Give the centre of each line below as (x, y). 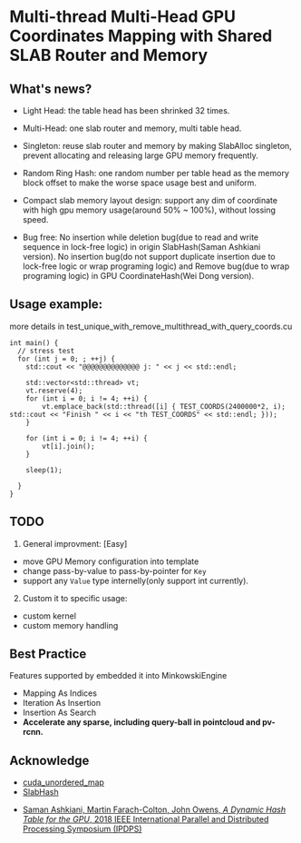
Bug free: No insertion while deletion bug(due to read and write (141, 237)
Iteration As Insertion (62, 703)
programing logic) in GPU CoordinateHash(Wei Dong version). (138, 276)
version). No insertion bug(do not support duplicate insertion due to (149, 257)
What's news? (51, 89)
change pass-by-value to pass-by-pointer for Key (114, 570)
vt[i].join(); (68, 446)
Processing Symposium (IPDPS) (82, 829)
